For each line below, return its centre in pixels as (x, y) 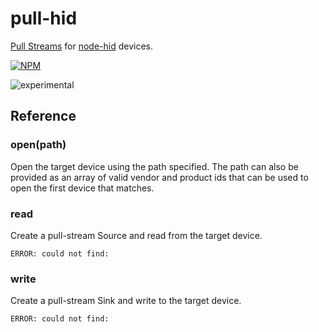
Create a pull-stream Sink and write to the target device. (126, 301)
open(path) (38, 145)
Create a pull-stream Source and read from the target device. (136, 235)
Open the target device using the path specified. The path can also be (154, 166)
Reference (43, 116)
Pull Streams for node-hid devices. (82, 46)
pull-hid (44, 18)
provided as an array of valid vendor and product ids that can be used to (159, 177)
